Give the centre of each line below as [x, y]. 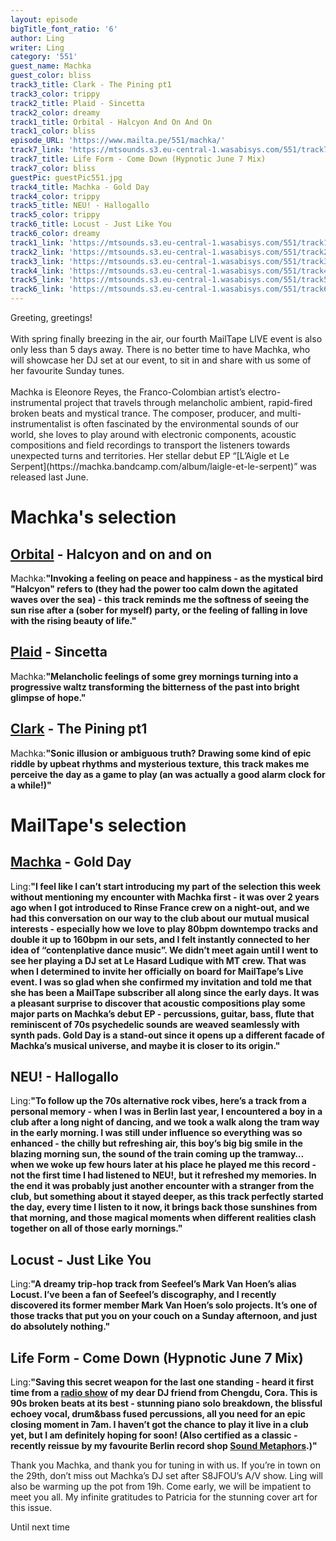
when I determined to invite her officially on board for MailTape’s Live [157, 971]
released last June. [49, 477]
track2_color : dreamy [55, 112]
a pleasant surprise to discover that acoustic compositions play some [158, 1003]
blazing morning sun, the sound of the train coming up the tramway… [157, 1154]
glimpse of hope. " [48, 697]
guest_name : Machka [51, 66]
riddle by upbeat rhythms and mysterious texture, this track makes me [160, 763]
